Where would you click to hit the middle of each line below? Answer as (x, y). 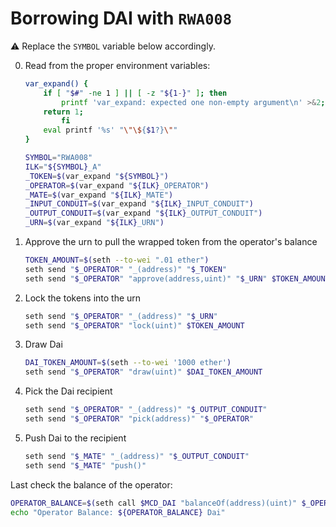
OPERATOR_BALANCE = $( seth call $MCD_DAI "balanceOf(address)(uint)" (154, 503)
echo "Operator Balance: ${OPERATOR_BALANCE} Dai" (118, 512)
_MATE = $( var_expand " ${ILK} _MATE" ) (99, 195)
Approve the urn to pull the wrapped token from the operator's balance (171, 242)
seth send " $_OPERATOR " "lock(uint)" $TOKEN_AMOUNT (134, 325)
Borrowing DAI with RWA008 (121, 18)
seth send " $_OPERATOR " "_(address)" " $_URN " (121, 316)
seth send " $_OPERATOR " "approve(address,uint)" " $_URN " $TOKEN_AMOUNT (177, 278)
